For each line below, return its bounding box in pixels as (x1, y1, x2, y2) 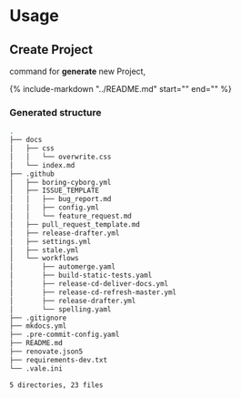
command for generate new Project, (9, 66, 146, 77)
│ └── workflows (9, 254, 79, 263)
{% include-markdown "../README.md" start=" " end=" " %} (9, 84, 232, 94)
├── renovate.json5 (9, 347, 84, 356)
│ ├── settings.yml (9, 237, 92, 246)
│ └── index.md (9, 160, 75, 169)
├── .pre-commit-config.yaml (9, 330, 120, 340)
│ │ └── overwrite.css (9, 152, 112, 161)
